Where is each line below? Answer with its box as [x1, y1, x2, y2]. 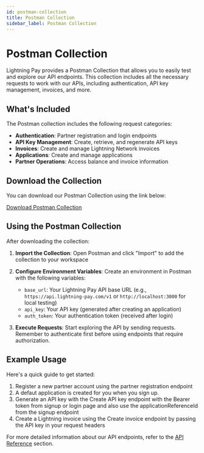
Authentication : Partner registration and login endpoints [15, 132, 157, 139]
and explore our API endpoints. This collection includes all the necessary [6, 73, 189, 81]
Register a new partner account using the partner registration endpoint [15, 382, 193, 390]
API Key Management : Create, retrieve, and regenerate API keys [15, 139, 178, 146]
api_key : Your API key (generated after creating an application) [24, 305, 181, 313]
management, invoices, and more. [6, 86, 92, 93]
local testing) [24, 299, 57, 306]
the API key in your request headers [15, 421, 105, 429]
